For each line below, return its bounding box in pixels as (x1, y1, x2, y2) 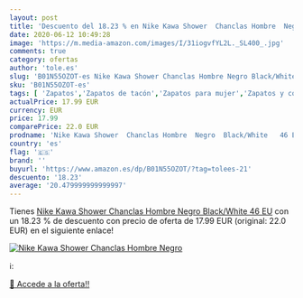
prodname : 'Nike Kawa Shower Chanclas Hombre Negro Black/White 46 (9, 131, 289, 140)
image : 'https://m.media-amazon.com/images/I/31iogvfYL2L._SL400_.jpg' (9, 38, 284, 48)
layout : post (9, 13, 59, 23)
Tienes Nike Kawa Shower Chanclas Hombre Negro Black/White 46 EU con (9, 206, 289, 217)
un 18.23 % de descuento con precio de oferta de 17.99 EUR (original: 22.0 (9, 216, 287, 227)
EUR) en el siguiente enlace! (9, 225, 115, 236)
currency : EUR (9, 106, 63, 115)
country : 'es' (9, 139, 63, 148)
